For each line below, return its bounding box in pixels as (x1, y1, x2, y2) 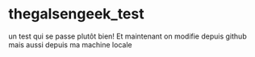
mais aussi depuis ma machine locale (8, 39, 132, 49)
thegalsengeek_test (8, 5, 144, 23)
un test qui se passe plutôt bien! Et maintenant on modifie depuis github (8, 31, 248, 41)
